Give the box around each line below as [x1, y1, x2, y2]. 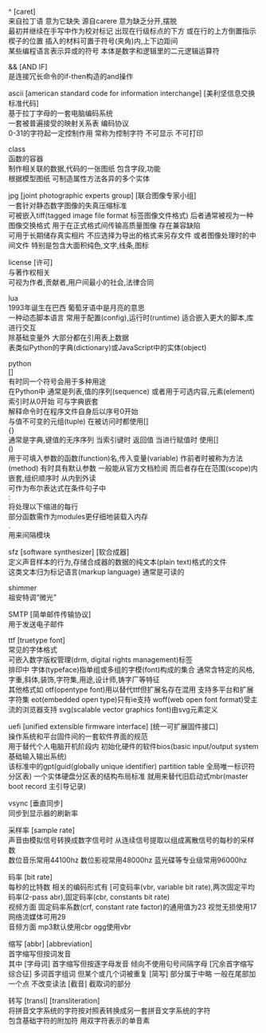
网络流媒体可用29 [8, 913, 66, 921]
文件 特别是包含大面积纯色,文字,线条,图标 [14, 241, 150, 250]
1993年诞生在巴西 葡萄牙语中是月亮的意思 [8, 303, 145, 312]
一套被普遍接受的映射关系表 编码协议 [8, 119, 129, 128]
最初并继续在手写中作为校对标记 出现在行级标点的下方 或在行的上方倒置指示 [8, 26, 256, 35]
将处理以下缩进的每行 [8, 502, 78, 511]
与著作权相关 [8, 267, 50, 277]
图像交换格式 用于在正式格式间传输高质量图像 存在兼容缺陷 [8, 221, 201, 230]
